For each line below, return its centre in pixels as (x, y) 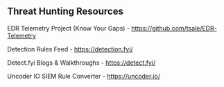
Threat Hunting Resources (65, 11)
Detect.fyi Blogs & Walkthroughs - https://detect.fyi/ (81, 63)
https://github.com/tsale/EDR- (174, 28)
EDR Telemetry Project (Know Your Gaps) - (69, 28)
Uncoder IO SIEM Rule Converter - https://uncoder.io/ (84, 76)
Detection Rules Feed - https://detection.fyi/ (70, 49)
